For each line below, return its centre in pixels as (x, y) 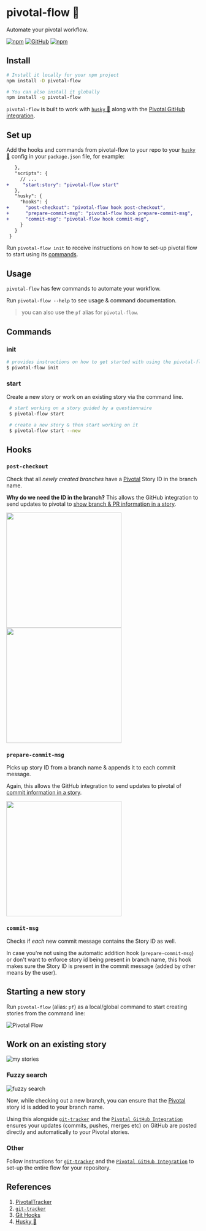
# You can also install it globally (53, 92)
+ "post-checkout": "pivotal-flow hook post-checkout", (86, 208)
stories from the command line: (46, 1013)
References (29, 1187)
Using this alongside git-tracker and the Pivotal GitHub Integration (94, 1119)
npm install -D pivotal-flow (44, 81)
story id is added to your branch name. (55, 1107)
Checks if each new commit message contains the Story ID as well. (91, 941)
